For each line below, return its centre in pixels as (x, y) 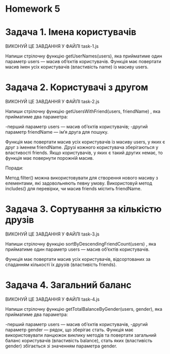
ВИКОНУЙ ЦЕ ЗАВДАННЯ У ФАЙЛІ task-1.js (52, 46)
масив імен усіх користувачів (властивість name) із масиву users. (77, 67)
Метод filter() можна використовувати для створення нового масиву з (82, 178)
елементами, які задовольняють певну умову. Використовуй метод (79, 183)
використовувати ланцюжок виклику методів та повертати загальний (81, 335)
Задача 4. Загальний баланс (69, 285)
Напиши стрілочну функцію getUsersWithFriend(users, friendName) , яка (83, 111)
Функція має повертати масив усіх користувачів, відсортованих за (78, 259)
